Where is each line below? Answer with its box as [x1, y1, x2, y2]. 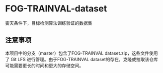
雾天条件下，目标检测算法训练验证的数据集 [5, 20, 92, 26]
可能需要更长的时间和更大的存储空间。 [5, 63, 83, 69]
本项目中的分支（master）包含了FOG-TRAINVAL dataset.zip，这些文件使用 [5, 50, 158, 56]
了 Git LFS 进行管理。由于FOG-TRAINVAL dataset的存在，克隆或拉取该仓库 [5, 56, 158, 62]
